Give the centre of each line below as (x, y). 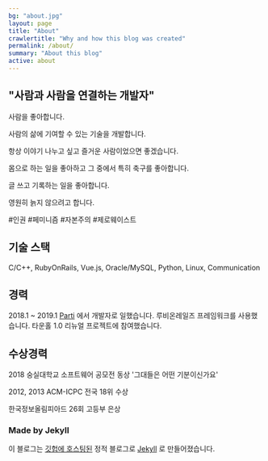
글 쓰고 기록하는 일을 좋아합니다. (59, 185)
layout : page (30, 23)
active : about (32, 61)
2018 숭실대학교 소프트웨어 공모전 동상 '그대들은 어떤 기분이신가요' (113, 375)
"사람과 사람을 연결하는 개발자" (82, 96)
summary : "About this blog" (56, 53)
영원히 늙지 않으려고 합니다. (52, 202)
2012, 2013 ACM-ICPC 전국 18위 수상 (69, 392)
